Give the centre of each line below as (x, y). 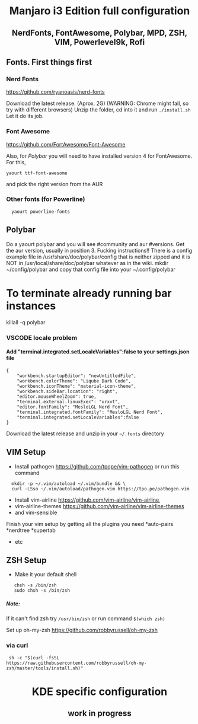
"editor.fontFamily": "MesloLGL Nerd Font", (73, 407)
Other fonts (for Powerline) (46, 199)
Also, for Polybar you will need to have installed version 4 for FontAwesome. (99, 156)
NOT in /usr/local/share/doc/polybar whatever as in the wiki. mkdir (87, 263)
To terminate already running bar (89, 293)
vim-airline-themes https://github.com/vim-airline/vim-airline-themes (100, 506)
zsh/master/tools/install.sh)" (45, 668)
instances (31, 306)
